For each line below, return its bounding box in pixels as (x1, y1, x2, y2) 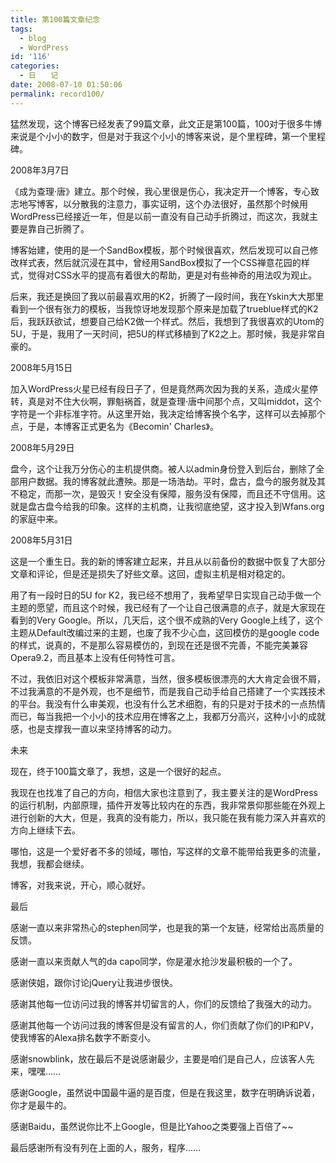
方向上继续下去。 (10, 824, 81, 836)
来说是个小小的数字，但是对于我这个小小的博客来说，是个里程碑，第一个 (10, 130, 308, 142)
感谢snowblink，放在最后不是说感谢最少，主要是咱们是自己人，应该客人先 (10, 1052, 315, 1065)
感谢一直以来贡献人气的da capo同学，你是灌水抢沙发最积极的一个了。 (10, 955, 298, 967)
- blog (19, 33, 47, 43)
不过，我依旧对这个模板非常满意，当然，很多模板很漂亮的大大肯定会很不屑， (10, 672, 326, 685)
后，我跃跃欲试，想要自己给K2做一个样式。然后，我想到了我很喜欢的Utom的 (10, 315, 325, 327)
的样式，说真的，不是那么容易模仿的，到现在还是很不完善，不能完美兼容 (10, 639, 308, 651)
